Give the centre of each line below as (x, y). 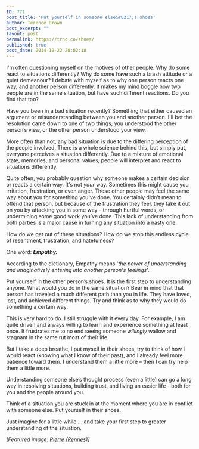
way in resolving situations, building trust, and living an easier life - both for (99, 386)
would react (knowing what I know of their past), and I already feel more (94, 355)
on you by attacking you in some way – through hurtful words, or (85, 210)
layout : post (22, 34)
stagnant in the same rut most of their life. (57, 337)
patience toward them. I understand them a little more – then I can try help (97, 361)
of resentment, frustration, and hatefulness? (60, 240)
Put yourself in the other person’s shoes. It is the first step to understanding (99, 281)
